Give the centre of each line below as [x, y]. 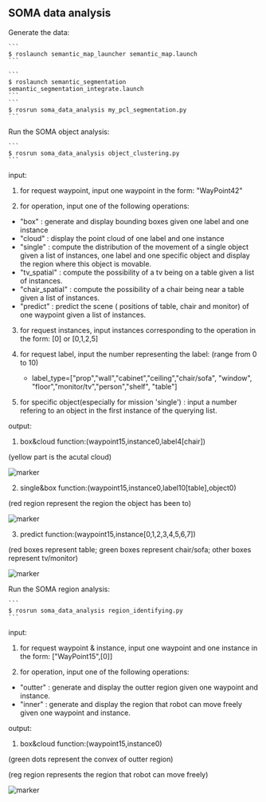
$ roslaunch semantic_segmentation [67, 82]
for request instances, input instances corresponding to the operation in [138, 330]
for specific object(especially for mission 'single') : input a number [128, 401]
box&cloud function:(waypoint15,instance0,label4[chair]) [112, 441]
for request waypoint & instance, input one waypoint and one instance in [139, 648]
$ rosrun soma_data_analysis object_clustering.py [94, 153]
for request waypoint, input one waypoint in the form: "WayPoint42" [131, 190]
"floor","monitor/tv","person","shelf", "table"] [104, 386]
